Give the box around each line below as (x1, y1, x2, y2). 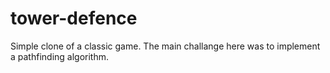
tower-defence (10, 7, 138, 30)
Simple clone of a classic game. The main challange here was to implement (10, 40, 321, 52)
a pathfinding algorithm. (10, 50, 110, 62)
